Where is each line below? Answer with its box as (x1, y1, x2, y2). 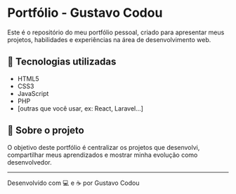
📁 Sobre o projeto (7, 125, 84, 137)
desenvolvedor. (7, 158, 52, 166)
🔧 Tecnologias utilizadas (7, 56, 117, 68)
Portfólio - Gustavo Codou (7, 5, 163, 21)
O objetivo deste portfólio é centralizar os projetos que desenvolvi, (7, 143, 200, 151)
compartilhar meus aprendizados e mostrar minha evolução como (7, 151, 198, 159)
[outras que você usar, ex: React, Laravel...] (17, 104, 144, 113)
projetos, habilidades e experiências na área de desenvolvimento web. (7, 35, 211, 43)
